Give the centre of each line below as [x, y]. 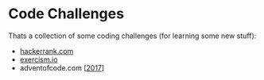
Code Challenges [66, 14]
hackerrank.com [47, 51]
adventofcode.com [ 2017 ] [62, 67]
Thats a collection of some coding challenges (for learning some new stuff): [132, 36]
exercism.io [39, 59]
